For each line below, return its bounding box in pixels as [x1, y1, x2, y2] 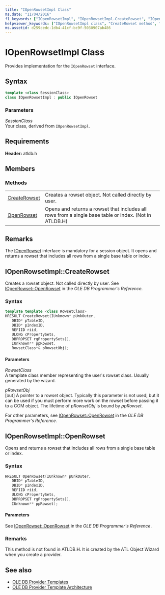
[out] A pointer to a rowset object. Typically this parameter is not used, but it [5, 393, 160, 398]
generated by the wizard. [5, 378, 56, 384]
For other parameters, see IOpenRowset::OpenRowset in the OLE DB [5, 412, 144, 419]
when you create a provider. [5, 552, 62, 558]
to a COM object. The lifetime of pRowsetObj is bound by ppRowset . [5, 403, 143, 409]
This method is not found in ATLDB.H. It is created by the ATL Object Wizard [5, 546, 159, 552]
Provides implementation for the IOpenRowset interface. [5, 63, 116, 69]
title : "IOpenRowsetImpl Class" [5, 7, 71, 12]
